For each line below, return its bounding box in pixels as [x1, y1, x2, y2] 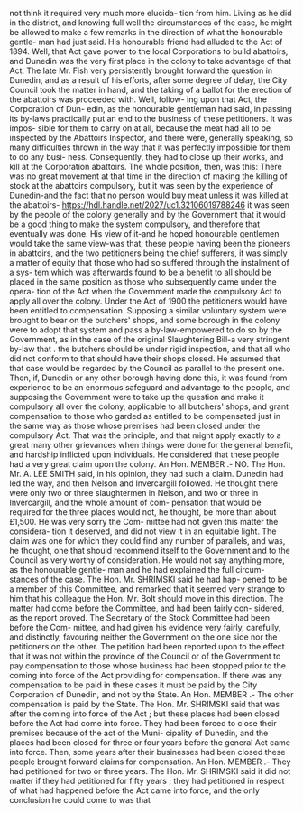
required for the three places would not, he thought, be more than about [9, 507, 277, 518]
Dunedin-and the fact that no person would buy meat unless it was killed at [9, 190, 289, 201]
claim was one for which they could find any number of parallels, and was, [9, 536, 286, 546]
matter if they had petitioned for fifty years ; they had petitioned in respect [9, 776, 285, 786]
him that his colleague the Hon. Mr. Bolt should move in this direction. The [9, 593, 284, 603]
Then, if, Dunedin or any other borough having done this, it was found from [9, 372, 288, 383]
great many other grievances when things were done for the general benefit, [9, 440, 294, 450]
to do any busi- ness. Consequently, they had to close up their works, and [9, 152, 284, 162]
